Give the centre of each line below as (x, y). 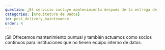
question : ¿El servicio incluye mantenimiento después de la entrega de (81, 10)
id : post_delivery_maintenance (37, 19)
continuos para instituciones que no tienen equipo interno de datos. (74, 43)
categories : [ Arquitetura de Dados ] (42, 14)
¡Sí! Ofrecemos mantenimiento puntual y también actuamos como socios (79, 37)
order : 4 (14, 23)
